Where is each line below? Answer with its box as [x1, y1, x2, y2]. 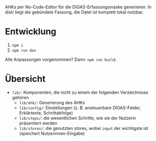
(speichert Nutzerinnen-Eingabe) [19, 130, 85, 136]
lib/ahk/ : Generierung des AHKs [19, 99, 85, 105]
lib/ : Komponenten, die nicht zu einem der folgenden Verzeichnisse [12, 89, 148, 95]
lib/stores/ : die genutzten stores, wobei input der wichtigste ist [19, 125, 148, 131]
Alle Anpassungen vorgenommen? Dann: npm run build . [5, 56, 117, 62]
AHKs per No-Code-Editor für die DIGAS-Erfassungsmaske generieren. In [5, 4, 152, 10]
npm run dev [12, 48, 36, 53]
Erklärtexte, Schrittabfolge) [19, 110, 73, 115]
